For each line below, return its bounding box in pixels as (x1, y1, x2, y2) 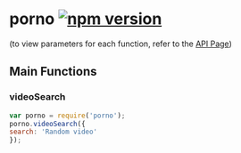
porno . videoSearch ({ (9, 119, 87, 128)
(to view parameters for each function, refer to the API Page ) (9, 38, 232, 49)
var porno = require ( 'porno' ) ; (9, 111, 126, 120)
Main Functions (9, 64, 97, 79)
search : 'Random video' (9, 127, 98, 137)
